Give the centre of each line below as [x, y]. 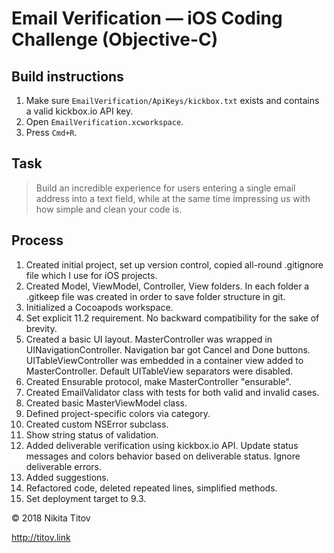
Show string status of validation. [92, 434]
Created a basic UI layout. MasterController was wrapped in [149, 339]
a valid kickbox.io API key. [79, 111]
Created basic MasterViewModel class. [106, 403]
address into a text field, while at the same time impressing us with [173, 198]
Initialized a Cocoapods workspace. [99, 307]
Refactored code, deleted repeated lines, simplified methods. [151, 488]
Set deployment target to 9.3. [86, 498]
